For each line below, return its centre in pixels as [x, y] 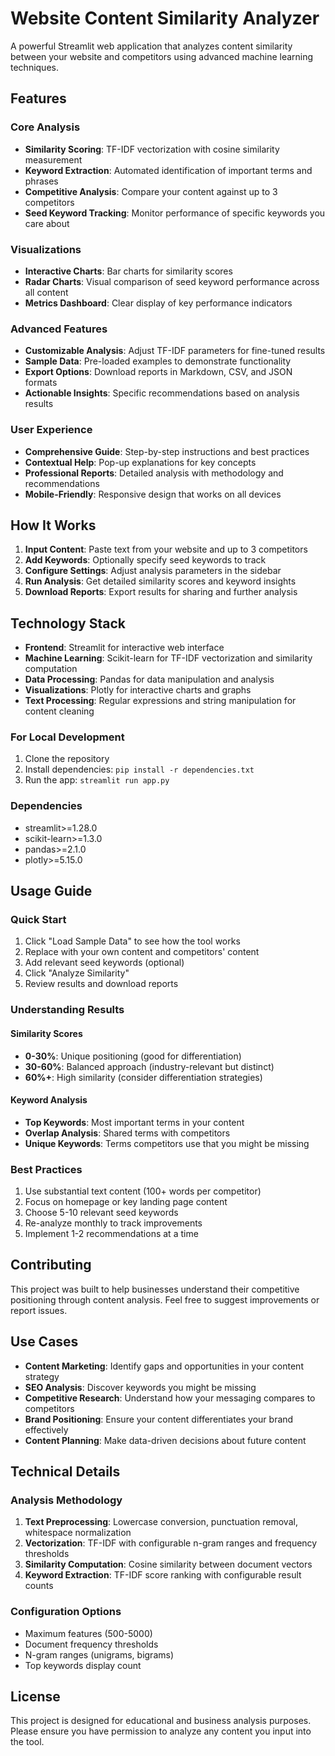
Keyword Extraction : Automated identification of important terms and [168, 170]
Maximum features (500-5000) [88, 1633]
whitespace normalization [78, 1533]
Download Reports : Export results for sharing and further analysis [161, 592]
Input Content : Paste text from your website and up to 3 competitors [166, 549]
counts [39, 1586]
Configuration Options [66, 1612]
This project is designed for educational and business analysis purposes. [161, 1721]
